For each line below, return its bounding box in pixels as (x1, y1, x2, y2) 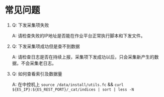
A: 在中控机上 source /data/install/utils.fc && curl (12, 81, 124, 87)
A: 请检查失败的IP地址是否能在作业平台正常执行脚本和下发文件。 (12, 32, 145, 38)
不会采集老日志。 (21, 60, 56, 66)
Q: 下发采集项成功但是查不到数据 (12, 43, 80, 49)
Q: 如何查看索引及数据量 (12, 70, 62, 76)
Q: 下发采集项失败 (12, 22, 49, 28)
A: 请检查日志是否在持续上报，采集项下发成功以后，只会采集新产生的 (12, 53, 154, 60)
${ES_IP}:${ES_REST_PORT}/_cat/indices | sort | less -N (12, 87, 134, 92)
